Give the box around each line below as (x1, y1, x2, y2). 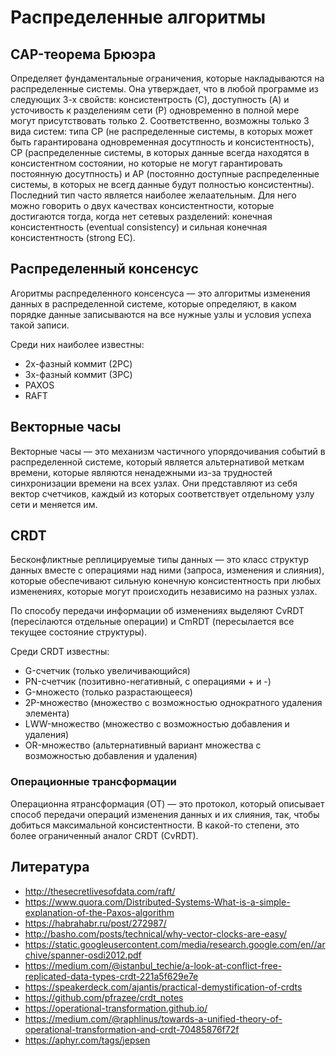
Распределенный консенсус (10, 261, 199, 278)
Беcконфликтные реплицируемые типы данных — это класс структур (10, 554, 310, 566)
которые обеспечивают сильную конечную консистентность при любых (10, 575, 322, 587)
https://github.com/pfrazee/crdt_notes (24, 991, 184, 1003)
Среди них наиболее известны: (10, 338, 145, 350)
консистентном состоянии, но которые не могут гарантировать (10, 157, 283, 169)
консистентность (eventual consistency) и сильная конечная (10, 221, 268, 233)
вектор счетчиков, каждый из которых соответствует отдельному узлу (10, 487, 315, 500)
